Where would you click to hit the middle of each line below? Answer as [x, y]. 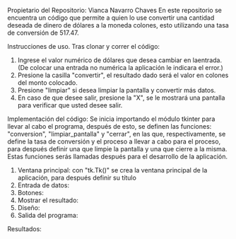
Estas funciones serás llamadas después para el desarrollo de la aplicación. [118, 156]
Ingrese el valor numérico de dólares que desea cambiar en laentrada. [120, 60]
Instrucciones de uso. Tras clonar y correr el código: [84, 46]
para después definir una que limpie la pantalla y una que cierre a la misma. [117, 149]
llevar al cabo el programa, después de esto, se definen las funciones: [110, 126]
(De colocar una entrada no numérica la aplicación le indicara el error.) [120, 68]
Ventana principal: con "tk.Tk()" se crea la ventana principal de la [112, 170]
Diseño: [29, 208]
